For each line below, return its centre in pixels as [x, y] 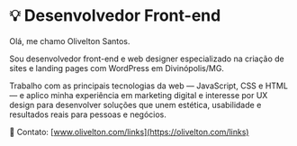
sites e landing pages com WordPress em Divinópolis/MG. [117, 68]
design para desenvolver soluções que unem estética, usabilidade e [135, 105]
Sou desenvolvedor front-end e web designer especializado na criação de [147, 59]
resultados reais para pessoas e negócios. [88, 114]
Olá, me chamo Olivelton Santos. [70, 41]
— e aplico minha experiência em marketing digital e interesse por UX [139, 95]
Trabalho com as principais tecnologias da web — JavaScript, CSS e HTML [148, 86]
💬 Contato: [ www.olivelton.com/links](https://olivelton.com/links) [129, 132]
